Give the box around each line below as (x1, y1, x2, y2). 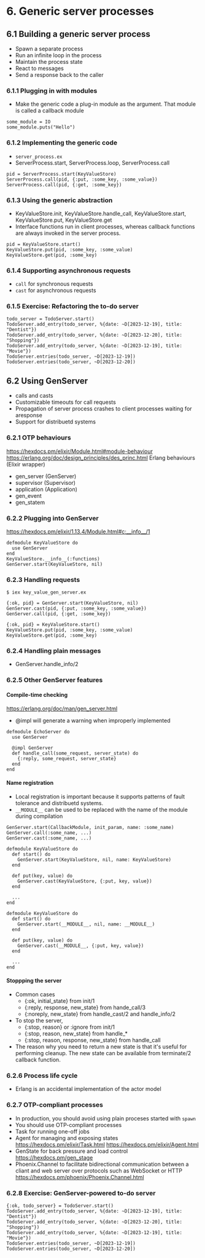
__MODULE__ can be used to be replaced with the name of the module (15, 806, 188, 813)
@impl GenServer (12, 745, 53, 751)
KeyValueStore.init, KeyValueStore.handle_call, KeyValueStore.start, (15, 210, 186, 217)
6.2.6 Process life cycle (6, 1071, 78, 1080)
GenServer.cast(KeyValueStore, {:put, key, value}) (17, 878, 152, 884)
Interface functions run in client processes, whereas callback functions (15, 222, 195, 230)
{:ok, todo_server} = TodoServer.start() (6, 1203, 114, 1209)
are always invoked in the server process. (15, 229, 121, 237)
